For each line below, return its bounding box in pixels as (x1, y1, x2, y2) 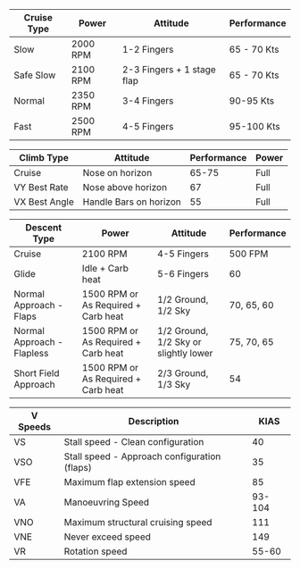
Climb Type (19, 152, 69, 163)
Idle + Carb (81, 263, 129, 274)
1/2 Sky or (157, 336, 203, 347)
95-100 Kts (229, 121, 280, 132)
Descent (25, 222, 62, 233)
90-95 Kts (229, 95, 275, 106)
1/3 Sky (157, 379, 191, 390)
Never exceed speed (63, 531, 152, 543)
